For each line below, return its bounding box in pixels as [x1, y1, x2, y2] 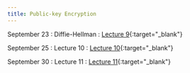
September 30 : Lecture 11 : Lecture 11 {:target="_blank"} [7, 57, 172, 66]
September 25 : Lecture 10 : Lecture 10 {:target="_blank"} [7, 43, 174, 52]
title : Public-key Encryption [7, 10, 97, 18]
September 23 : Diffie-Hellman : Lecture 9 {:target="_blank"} [7, 30, 183, 38]
